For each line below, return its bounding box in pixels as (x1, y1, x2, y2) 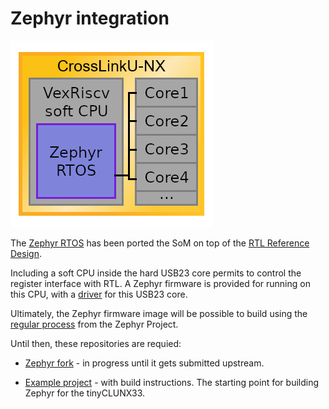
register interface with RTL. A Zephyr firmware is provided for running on (10, 277, 311, 289)
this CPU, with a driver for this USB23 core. (10, 288, 188, 300)
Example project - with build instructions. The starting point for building (24, 376, 320, 388)
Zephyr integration (10, 7, 170, 30)
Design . (10, 247, 42, 259)
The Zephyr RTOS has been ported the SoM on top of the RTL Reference (10, 237, 310, 249)
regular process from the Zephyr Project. (10, 318, 179, 330)
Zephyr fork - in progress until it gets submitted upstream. (24, 357, 265, 369)
